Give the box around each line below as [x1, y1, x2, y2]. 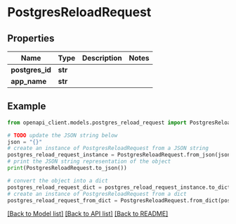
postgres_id [11, 65, 51, 75]
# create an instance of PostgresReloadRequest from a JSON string [7, 145, 209, 152]
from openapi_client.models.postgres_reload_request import [7, 119, 188, 126]
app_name [11, 77, 47, 86]
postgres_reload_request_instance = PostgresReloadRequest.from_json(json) [7, 151, 234, 158]
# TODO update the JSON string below [7, 132, 118, 139]
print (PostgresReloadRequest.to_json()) [7, 165, 128, 172]
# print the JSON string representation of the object [7, 158, 171, 166]
